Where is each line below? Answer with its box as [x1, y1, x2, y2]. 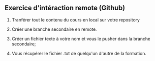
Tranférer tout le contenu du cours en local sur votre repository [11, 17, 140, 22]
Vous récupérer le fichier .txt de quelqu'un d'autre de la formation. [11, 50, 147, 56]
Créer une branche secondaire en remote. [11, 26, 97, 32]
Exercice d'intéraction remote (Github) [4, 4, 125, 12]
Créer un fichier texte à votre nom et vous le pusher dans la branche [11, 36, 151, 41]
